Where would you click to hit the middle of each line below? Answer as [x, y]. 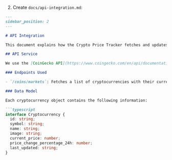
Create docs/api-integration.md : [48, 7]
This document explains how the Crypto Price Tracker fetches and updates [87, 45]
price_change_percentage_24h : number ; [51, 143]
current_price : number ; [35, 138]
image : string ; [26, 133]
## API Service [21, 54]
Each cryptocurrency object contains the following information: [76, 100]
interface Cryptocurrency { [35, 114]
